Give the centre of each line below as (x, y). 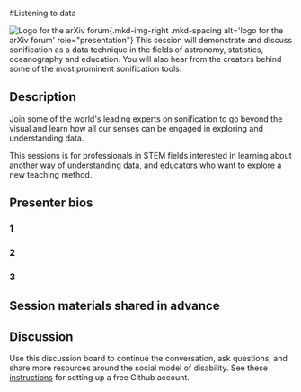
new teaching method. (51, 174)
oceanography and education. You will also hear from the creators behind (146, 59)
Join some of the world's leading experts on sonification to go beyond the (146, 119)
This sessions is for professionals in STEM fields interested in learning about (150, 155)
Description (43, 97)
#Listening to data (43, 13)
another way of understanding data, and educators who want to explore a (146, 165)
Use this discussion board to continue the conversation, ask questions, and (148, 359)
